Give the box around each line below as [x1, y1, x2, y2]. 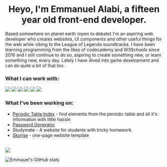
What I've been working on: [5, 99, 74, 106]
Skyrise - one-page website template [12, 132, 89, 138]
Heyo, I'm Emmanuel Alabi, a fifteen [8, 3, 160, 15]
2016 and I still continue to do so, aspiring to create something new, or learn [5, 51, 161, 58]
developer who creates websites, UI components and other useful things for [5, 36, 162, 42]
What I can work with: [5, 75, 59, 82]
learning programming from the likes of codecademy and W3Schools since [5, 46, 160, 52]
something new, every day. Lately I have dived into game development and [5, 57, 159, 63]
